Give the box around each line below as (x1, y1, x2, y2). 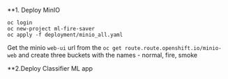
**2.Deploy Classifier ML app (7, 64, 93, 72)
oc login (7, 19, 33, 26)
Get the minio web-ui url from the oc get (7, 44, 122, 51)
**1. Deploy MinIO (7, 6, 61, 14)
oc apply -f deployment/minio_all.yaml (7, 31, 123, 38)
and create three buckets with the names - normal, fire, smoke (18, 51, 197, 59)
